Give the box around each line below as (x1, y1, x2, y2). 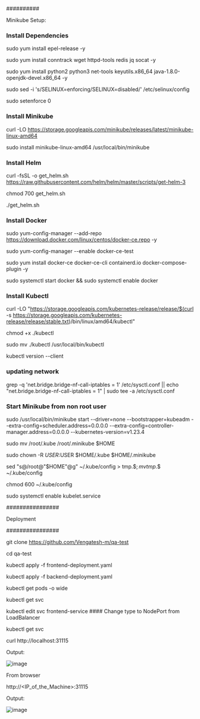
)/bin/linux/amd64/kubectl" (68, 318, 135, 325)
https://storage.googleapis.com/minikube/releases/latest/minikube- (27, 126, 194, 133)
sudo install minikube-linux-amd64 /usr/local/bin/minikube (6, 143, 150, 151)
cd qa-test (6, 550, 32, 557)
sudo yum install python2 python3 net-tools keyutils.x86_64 (6, 68, 153, 75)
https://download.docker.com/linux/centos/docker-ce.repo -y (6, 236, 157, 243)
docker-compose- (142, 259, 187, 267)
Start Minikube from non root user (6, 402, 107, 410)
